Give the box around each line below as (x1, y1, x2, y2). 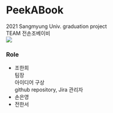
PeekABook (6, 3, 64, 17)
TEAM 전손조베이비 (6, 30, 51, 37)
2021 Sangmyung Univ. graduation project (6, 23, 107, 30)
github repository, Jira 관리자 (14, 86, 83, 93)
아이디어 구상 (14, 79, 45, 86)
